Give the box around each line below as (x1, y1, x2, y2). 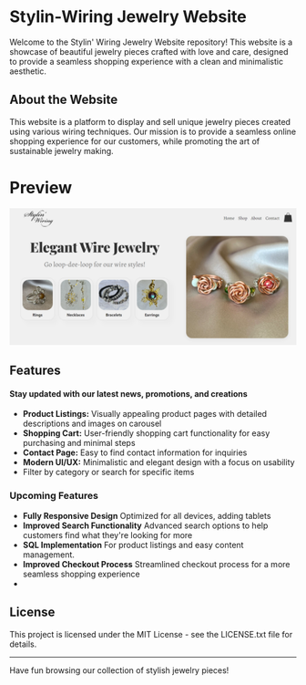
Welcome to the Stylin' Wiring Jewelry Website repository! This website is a (9, 36, 293, 47)
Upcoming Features (9, 490, 98, 503)
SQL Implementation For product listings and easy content (22, 539, 244, 550)
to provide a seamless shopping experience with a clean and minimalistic (9, 56, 284, 67)
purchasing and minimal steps (22, 438, 136, 449)
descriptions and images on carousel (22, 418, 162, 430)
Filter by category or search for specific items (22, 467, 195, 478)
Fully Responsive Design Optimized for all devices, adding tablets (22, 510, 271, 521)
